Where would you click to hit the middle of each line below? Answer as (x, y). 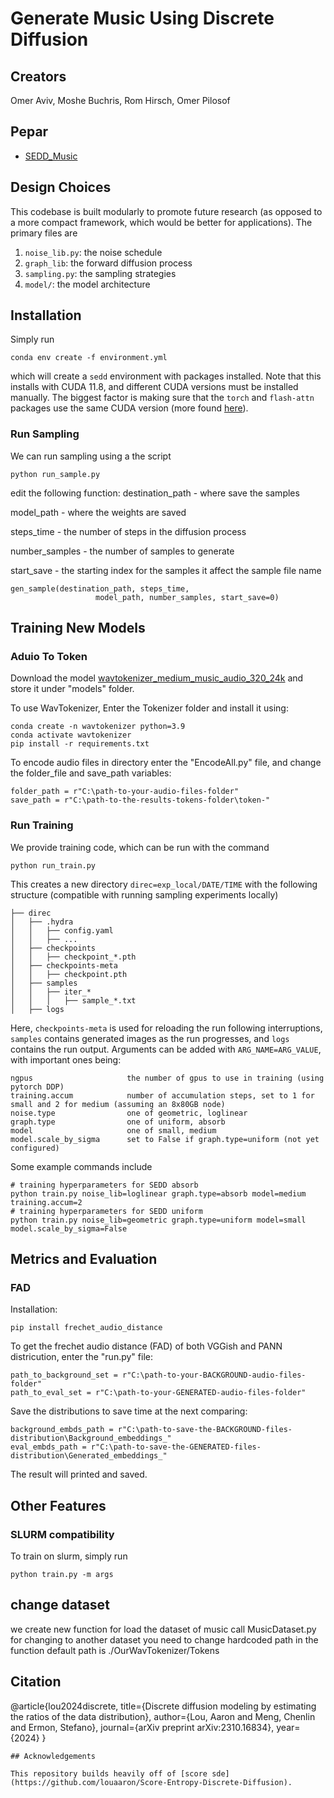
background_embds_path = (62, 1430)
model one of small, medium (113, 1130)
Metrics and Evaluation (84, 1259)
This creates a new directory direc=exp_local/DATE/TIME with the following (164, 884)
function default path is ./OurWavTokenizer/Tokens (115, 1650)
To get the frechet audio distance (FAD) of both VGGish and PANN (146, 1346)
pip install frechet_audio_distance (86, 1328)
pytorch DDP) (37, 1087)
